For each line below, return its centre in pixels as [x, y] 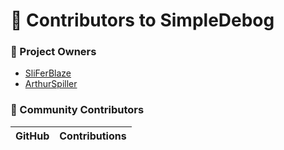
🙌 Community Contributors [77, 110]
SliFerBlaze [48, 73]
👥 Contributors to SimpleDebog [142, 20]
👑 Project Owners [53, 52]
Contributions [93, 136]
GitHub [32, 136]
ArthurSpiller [51, 84]
